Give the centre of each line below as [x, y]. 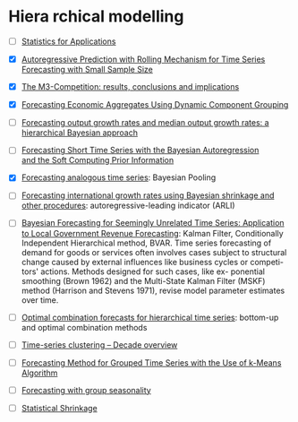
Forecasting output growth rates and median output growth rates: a [145, 123]
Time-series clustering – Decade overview [99, 344]
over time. [40, 300]
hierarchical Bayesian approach [79, 133]
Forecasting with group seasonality [86, 390]
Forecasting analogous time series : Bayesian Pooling [119, 177]
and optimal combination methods [84, 327]
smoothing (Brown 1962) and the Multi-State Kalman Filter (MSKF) [143, 280]
